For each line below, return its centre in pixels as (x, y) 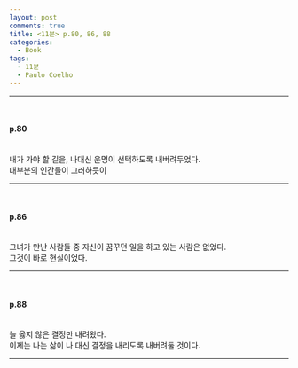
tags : (19, 59)
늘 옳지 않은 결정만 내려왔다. (58, 334)
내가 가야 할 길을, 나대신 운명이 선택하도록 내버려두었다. (105, 159)
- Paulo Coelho (45, 75)
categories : (31, 42)
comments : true (37, 26)
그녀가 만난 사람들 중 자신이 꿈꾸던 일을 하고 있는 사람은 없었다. (118, 247)
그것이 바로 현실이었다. (48, 258)
